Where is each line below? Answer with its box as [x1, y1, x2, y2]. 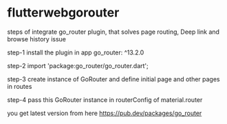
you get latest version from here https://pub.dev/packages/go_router [7, 109, 202, 117]
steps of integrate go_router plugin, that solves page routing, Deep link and [7, 28, 220, 36]
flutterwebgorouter [7, 5, 120, 21]
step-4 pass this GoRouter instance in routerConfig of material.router [7, 95, 203, 104]
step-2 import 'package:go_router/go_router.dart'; [7, 61, 149, 70]
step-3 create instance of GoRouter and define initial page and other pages [7, 74, 220, 83]
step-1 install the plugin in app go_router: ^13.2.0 [7, 48, 144, 56]
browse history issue [7, 34, 67, 43]
